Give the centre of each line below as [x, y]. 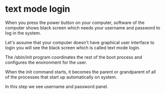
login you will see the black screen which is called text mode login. [73, 47]
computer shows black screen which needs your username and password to [83, 27]
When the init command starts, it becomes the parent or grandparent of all [81, 71]
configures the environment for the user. [46, 62]
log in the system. [23, 33]
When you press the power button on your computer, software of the [75, 23]
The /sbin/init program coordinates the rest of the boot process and [74, 57]
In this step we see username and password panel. [57, 86]
